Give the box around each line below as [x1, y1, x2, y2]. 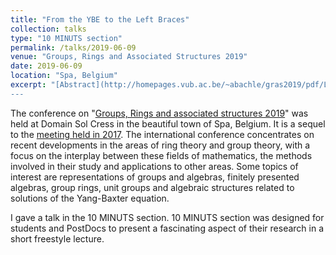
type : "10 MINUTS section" [10, 33, 123, 43]
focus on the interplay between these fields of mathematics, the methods [10, 149, 313, 161]
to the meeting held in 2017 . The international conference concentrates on [10, 128, 315, 140]
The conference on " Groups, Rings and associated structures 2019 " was [10, 107, 309, 119]
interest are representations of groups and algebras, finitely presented [10, 171, 300, 183]
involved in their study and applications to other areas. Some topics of [10, 160, 299, 172]
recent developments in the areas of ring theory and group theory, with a [10, 139, 311, 151]
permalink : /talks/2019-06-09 [10, 42, 137, 53]
